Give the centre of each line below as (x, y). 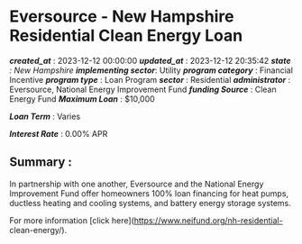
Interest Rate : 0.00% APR (59, 133)
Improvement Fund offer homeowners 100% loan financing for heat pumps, (149, 193)
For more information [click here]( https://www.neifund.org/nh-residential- (146, 220)
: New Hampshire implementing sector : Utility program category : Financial (151, 70)
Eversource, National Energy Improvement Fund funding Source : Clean (143, 89)
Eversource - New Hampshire (122, 17)
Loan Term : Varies (45, 116)
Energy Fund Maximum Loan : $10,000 (82, 99)
